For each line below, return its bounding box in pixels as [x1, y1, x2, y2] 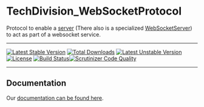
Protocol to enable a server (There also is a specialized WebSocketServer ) [6, 24, 192, 32]
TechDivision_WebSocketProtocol [6, 4, 182, 18]
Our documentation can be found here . [6, 94, 104, 102]
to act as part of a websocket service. [6, 30, 101, 38]
